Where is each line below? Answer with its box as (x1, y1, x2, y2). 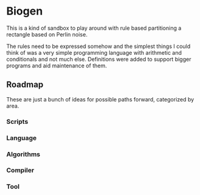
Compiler (6, 166, 35, 174)
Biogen (6, 4, 43, 18)
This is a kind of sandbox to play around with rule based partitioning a (6, 24, 182, 32)
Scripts (6, 117, 29, 126)
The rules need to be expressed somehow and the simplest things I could (6, 43, 191, 50)
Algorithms (6, 150, 41, 159)
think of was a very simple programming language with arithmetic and (6, 49, 182, 56)
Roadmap (6, 80, 44, 90)
